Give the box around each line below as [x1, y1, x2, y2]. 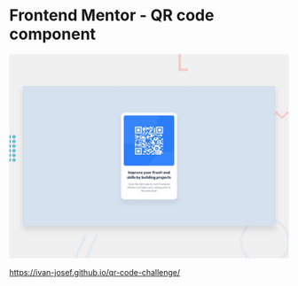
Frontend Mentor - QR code [9, 5, 215, 26]
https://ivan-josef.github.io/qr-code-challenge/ [9, 267, 181, 278]
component [9, 24, 96, 44]
